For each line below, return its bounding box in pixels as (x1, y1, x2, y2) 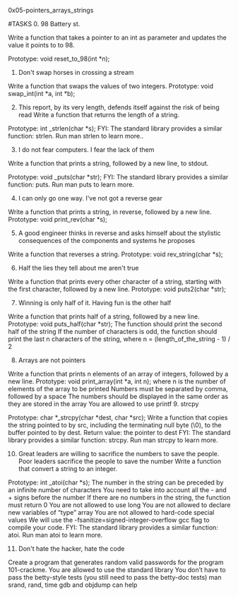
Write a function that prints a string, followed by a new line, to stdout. (8, 159, 209, 167)
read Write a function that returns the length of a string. (18, 111, 179, 119)
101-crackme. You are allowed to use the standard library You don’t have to (8, 566, 226, 574)
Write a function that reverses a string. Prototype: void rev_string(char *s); (8, 250, 223, 258)
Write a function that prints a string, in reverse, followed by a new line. (8, 208, 212, 216)
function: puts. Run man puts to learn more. (8, 180, 135, 189)
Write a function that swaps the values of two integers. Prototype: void (8, 82, 214, 90)
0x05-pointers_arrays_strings (8, 6, 94, 14)
